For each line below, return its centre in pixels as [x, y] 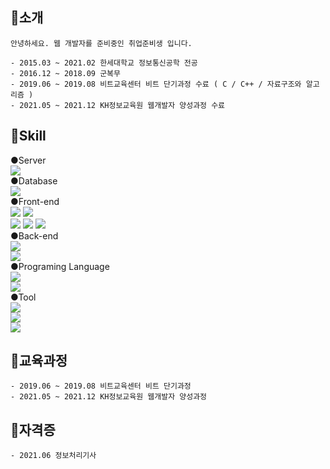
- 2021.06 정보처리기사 [53, 456]
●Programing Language [60, 266]
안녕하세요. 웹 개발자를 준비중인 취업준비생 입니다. [101, 43]
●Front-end [35, 201]
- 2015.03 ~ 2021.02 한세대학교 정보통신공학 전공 [104, 63]
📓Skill [28, 136]
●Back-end [34, 235]
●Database [34, 180]
